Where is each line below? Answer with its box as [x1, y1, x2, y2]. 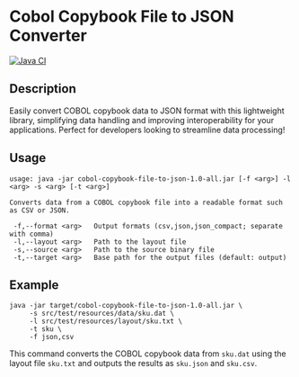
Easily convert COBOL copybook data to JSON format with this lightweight [9, 105, 285, 116]
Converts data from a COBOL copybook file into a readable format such [9, 198, 283, 207]
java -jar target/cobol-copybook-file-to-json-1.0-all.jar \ [9, 301, 243, 310]
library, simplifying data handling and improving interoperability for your [9, 114, 275, 125]
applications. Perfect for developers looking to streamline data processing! [9, 124, 286, 135]
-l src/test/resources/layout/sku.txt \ [29, 317, 182, 326]
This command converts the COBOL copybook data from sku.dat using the [9, 348, 286, 359]
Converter [9, 25, 87, 46]
